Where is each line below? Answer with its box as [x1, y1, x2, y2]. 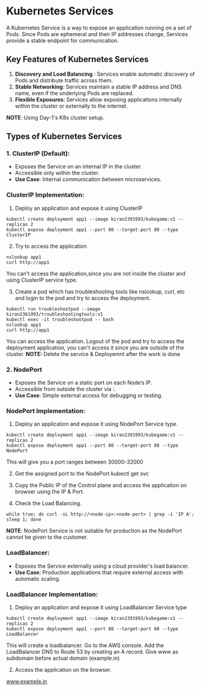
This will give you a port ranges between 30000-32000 [6, 458, 143, 465]
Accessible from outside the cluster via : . [14, 385, 116, 393]
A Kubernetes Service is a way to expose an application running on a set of [6, 24, 192, 31]
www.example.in [6, 678, 47, 685]
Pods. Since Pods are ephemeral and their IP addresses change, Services [6, 30, 188, 37]
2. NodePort [6, 365, 43, 373]
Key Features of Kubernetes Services [6, 54, 149, 64]
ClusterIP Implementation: [6, 191, 85, 199]
